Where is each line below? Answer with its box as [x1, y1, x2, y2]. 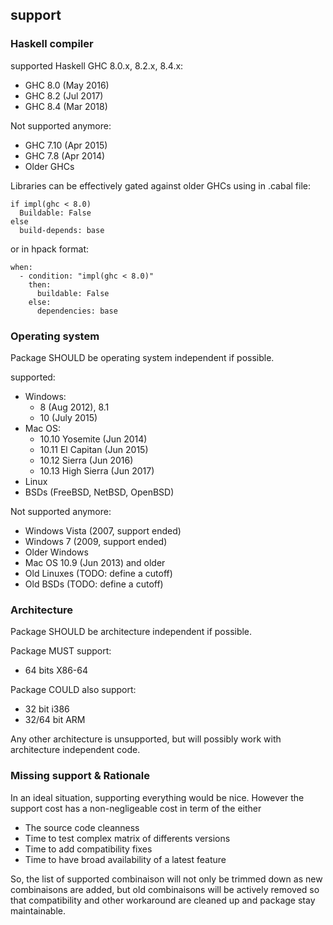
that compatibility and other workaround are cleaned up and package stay [10, 894, 316, 906]
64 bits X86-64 [24, 664, 88, 677]
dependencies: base [36, 306, 118, 316]
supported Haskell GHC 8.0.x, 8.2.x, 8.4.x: [10, 59, 184, 72]
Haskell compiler [10, 37, 94, 51]
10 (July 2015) [39, 411, 98, 423]
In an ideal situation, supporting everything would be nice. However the [10, 791, 305, 803]
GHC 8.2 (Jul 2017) [24, 89, 104, 102]
